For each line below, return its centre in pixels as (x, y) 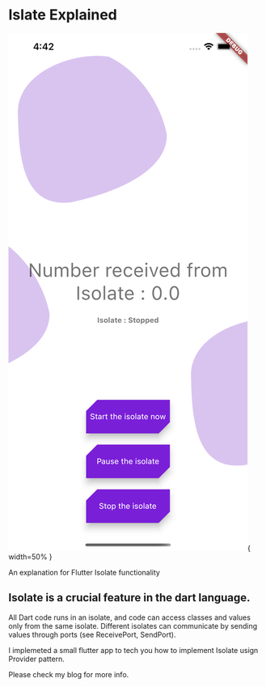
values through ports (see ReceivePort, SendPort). (92, 634)
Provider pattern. (36, 659)
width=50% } (30, 557)
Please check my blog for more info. (69, 674)
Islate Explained (63, 15)
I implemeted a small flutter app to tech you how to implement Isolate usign (133, 650)
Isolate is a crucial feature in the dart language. (129, 598)
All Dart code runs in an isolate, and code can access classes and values (129, 617)
